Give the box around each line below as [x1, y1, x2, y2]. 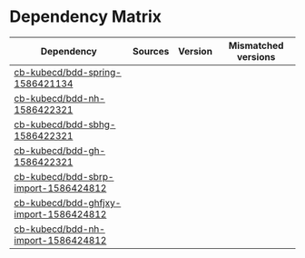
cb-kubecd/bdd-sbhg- [14, 118, 116, 131]
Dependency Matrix [9, 6, 162, 27]
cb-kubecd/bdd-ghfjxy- [14, 196, 122, 209]
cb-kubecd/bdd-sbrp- [14, 170, 114, 183]
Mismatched [228, 39, 284, 52]
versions [236, 50, 276, 63]
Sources [132, 45, 170, 57]
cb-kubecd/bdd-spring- [14, 65, 123, 78]
